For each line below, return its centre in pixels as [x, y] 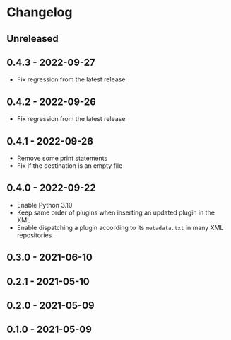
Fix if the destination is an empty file [70, 166]
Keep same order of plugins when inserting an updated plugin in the [115, 212]
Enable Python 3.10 [45, 205]
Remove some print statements [62, 158]
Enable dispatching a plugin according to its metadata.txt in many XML [120, 227]
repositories [34, 235]
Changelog [40, 12]
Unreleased [33, 39]
